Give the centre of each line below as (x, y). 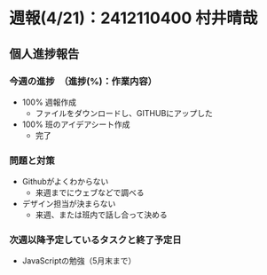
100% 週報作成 (49, 102)
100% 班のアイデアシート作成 (76, 124)
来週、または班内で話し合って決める (101, 215)
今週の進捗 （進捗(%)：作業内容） (83, 81)
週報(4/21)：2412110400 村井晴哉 (133, 18)
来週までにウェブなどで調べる (90, 192)
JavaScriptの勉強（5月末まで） (79, 261)
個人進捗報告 (44, 54)
